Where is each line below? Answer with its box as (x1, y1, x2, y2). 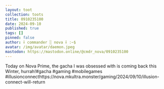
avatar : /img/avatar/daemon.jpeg (5, 44, 75, 49)
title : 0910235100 (5, 16, 43, 21)
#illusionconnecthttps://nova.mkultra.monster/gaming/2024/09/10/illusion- (5, 73, 159, 79)
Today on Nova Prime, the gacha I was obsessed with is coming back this (5, 63, 157, 69)
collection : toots (5, 12, 43, 17)
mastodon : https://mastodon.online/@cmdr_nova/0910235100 (5, 49, 128, 54)
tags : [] (5, 30, 23, 35)
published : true (5, 26, 39, 31)
